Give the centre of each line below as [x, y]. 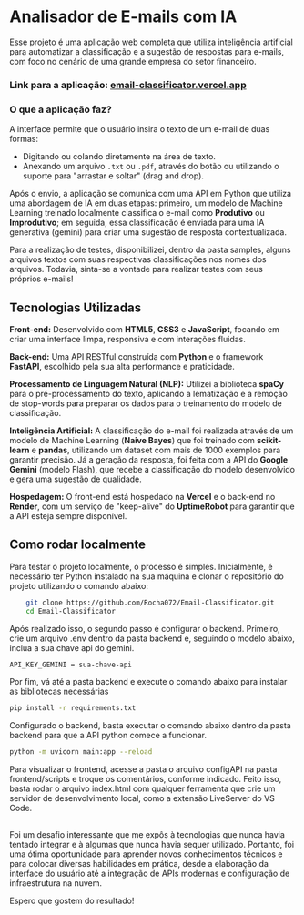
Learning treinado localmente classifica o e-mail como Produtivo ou [137, 213]
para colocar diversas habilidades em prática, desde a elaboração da [139, 863]
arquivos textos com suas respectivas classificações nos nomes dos [138, 259]
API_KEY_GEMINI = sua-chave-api [71, 665]
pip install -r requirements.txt [73, 708]
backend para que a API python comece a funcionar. [108, 736]
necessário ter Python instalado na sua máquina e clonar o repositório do [147, 576]
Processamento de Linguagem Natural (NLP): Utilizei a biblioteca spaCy [147, 383]
